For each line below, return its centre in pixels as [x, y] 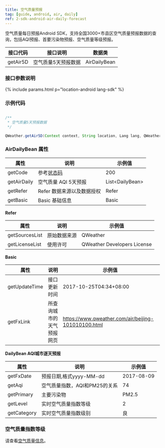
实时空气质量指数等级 [66, 404]
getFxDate [20, 376]
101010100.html [83, 325]
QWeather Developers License [117, 244]
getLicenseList [25, 244]
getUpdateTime [25, 286]
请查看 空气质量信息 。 [27, 441]
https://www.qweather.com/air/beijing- [108, 318]
